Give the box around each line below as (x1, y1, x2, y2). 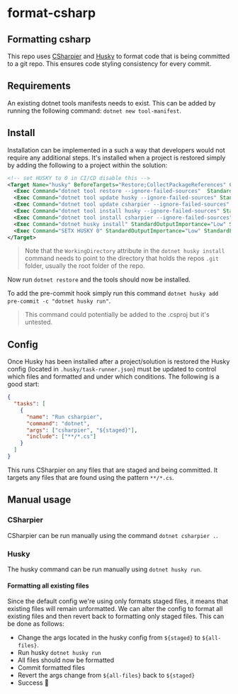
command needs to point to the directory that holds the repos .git (24, 254, 220, 263)
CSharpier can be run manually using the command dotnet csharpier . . (7, 531, 218, 539)
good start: (7, 380, 40, 388)
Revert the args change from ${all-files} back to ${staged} (17, 671, 195, 680)
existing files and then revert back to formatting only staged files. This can (7, 612, 225, 621)
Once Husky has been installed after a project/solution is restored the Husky (7, 357, 230, 366)
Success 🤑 (17, 678, 50, 687)
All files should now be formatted (17, 656, 115, 664)
